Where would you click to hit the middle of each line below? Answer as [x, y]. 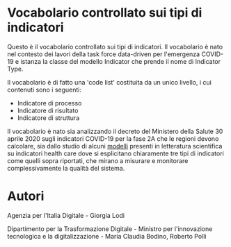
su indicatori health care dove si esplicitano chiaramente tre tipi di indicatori [115, 153]
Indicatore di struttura [48, 118]
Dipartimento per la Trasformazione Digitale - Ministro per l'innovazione [110, 229]
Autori [26, 196]
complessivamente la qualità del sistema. [66, 168]
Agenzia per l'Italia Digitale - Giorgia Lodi [66, 215]
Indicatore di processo [49, 103]
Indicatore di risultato [48, 110]
